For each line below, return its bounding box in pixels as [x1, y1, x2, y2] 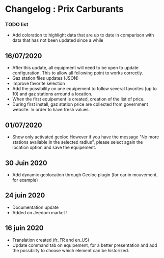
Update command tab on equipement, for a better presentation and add [12, 242, 157, 248]
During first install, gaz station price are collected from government [12, 101, 148, 107]
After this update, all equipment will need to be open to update [12, 65, 139, 71]
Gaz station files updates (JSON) [12, 75, 79, 81]
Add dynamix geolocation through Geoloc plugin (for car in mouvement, [12, 171, 158, 178]
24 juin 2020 [5, 191, 45, 200]
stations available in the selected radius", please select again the [12, 139, 143, 145]
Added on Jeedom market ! [12, 209, 68, 215]
